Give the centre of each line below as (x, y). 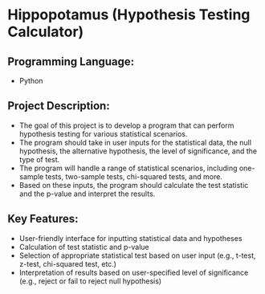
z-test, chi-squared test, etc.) (68, 263)
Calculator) (46, 32)
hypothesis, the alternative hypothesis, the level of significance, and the (138, 151)
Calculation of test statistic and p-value (84, 247)
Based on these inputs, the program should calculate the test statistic (134, 185)
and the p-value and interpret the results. (87, 194)
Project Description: (59, 106)
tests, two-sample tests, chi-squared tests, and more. (134, 176)
